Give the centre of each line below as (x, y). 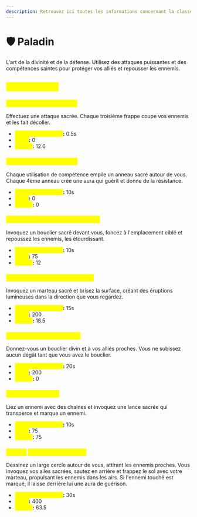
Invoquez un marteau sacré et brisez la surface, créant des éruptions (89, 291)
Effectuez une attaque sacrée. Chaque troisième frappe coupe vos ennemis (97, 116)
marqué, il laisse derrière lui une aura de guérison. (67, 484)
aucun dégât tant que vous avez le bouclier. (59, 355)
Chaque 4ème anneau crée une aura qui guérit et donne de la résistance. (94, 180)
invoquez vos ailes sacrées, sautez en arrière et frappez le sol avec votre (94, 471)
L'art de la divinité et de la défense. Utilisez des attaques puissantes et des (96, 62)
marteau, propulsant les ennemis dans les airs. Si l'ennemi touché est (90, 478)
